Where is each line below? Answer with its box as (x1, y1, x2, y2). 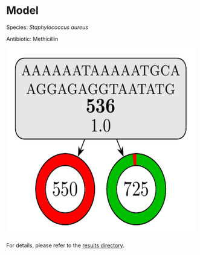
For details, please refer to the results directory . (6, 242, 125, 249)
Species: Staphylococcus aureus (6, 24, 89, 31)
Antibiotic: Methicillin (6, 35, 59, 42)
